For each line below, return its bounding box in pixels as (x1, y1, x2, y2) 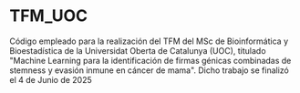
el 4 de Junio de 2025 (9, 74, 93, 85)
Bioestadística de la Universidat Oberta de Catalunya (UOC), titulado (9, 45, 266, 56)
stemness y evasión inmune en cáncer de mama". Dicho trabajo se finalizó (9, 65, 289, 76)
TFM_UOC (9, 5, 88, 26)
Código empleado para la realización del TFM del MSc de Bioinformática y (9, 36, 289, 46)
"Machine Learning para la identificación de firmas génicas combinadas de (9, 55, 292, 66)
